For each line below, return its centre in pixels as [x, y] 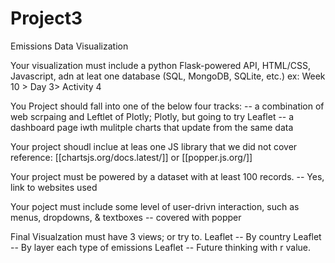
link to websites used [54, 187]
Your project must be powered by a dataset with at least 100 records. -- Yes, [167, 176]
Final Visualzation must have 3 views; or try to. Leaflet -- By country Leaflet [166, 236]
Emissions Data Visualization [69, 46]
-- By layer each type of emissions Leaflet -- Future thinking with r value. [161, 247]
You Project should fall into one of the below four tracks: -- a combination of [167, 106]
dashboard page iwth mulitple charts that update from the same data [152, 127]
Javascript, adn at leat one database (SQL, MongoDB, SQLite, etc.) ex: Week [168, 76]
